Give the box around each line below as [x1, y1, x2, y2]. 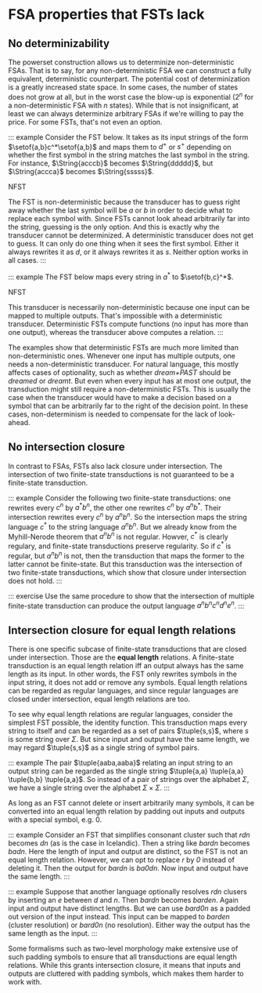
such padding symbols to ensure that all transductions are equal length [8, 952, 237, 962]
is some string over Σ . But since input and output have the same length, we [8, 735, 250, 744]
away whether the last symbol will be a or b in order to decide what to [8, 206, 233, 215]
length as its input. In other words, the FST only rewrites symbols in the [8, 669, 237, 679]
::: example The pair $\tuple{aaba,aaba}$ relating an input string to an [8, 758, 233, 768]
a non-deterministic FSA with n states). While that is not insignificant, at [8, 100, 239, 110]
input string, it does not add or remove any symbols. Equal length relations [8, 678, 248, 687]
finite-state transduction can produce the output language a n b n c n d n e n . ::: [8, 599, 245, 610]
